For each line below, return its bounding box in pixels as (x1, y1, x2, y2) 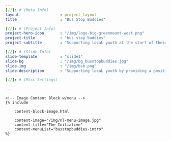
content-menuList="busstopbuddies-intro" (14, 127, 103, 132)
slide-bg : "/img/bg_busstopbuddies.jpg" (5, 59, 129, 64)
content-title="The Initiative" (14, 122, 83, 127)
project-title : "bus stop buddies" (5, 36, 106, 41)
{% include (5, 100, 28, 105)
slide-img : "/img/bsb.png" (5, 63, 97, 68)
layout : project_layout (5, 12, 97, 17)
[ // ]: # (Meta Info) (5, 7, 49, 13)
